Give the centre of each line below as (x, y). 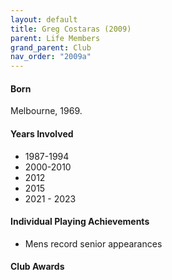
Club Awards (37, 267)
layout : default (44, 19)
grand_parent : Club (51, 47)
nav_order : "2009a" (51, 57)
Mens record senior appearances (93, 243)
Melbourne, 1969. (46, 111)
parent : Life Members (55, 38)
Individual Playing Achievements (80, 222)
